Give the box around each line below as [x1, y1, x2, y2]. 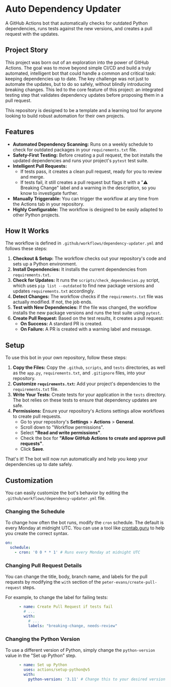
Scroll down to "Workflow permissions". [20, 424, 104, 430]
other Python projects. [12, 212, 60, 218]
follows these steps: [5, 246, 47, 252]
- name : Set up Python [18, 662, 67, 668]
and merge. [20, 173, 45, 180]
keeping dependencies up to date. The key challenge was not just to [5, 75, 149, 82]
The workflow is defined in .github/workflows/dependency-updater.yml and [5, 240, 163, 246]
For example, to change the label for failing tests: [5, 594, 108, 601]
